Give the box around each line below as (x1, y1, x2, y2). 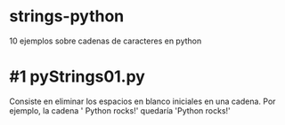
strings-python (9, 6, 125, 27)
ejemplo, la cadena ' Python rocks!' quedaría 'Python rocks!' (9, 105, 232, 116)
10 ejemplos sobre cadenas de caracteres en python (9, 35, 202, 46)
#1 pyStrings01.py (9, 66, 145, 87)
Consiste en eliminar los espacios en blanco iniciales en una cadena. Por (9, 96, 276, 106)
